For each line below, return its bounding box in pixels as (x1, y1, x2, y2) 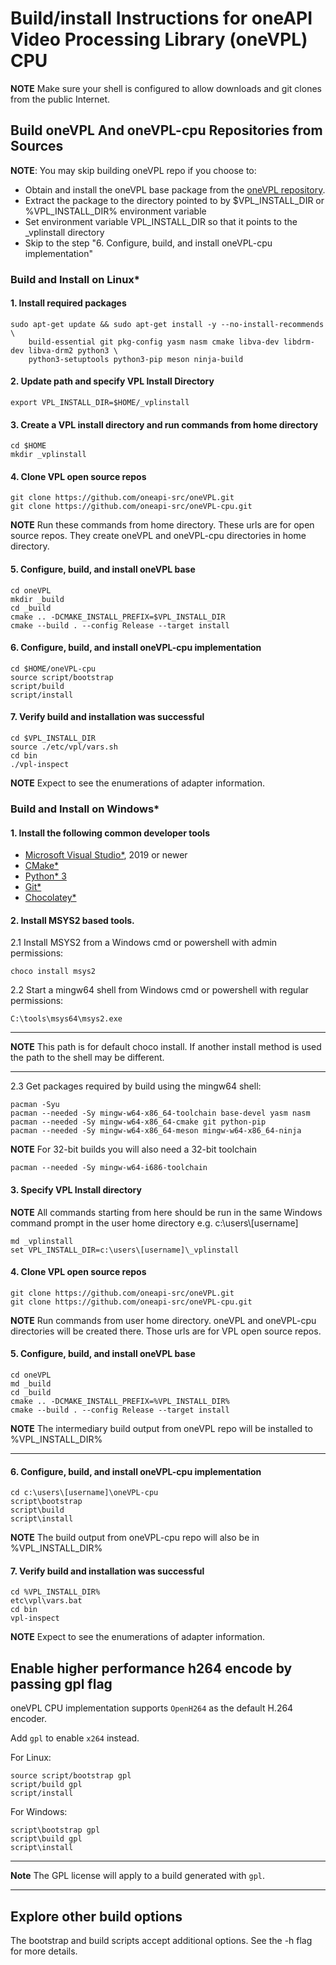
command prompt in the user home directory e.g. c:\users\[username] (10, 1217, 299, 1229)
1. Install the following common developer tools (10, 827, 210, 839)
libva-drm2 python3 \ (28, 345, 118, 356)
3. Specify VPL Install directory (10, 1184, 142, 1196)
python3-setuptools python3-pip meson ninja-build (28, 354, 244, 364)
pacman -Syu (10, 1100, 60, 1110)
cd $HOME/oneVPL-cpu (10, 663, 97, 674)
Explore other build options (10, 1908, 183, 1925)
